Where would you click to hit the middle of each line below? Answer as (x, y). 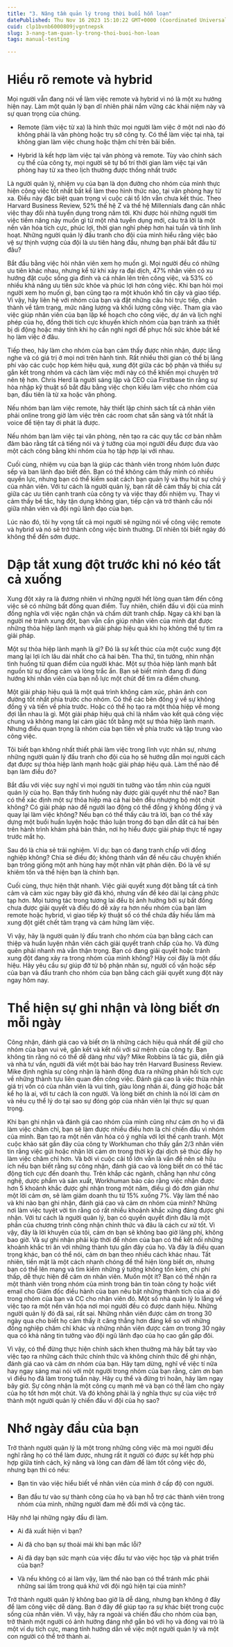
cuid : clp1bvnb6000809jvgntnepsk (55, 26)
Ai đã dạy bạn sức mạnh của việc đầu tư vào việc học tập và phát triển (118, 1558)
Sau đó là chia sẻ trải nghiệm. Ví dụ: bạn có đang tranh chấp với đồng (107, 850)
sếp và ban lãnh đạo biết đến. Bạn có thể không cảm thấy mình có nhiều (110, 472)
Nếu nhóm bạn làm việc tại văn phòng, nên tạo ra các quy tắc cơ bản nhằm (114, 436)
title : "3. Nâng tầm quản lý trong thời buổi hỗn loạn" (89, 14)
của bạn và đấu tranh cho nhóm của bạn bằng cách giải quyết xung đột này (115, 973)
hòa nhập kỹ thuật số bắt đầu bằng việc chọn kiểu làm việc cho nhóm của (113, 387)
